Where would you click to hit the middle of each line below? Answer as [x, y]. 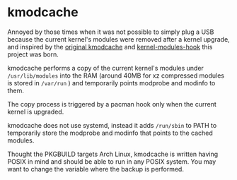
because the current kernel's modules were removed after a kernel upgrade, [118, 39]
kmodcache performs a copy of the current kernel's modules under [105, 68]
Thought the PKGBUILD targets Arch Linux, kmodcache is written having [113, 154]
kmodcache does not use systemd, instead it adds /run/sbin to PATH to [112, 125]
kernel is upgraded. [36, 112]
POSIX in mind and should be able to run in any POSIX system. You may [112, 161]
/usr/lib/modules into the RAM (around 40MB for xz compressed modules [116, 76]
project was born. [33, 54]
